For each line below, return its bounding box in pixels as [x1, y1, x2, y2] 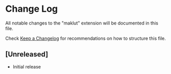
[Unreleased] [5, 50, 49, 59]
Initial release [12, 63, 41, 69]
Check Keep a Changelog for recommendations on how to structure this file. [5, 35, 166, 41]
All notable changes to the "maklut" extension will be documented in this [5, 20, 159, 26]
